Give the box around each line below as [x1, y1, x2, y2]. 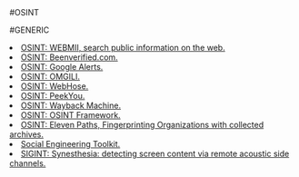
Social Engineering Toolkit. [21, 139, 121, 149]
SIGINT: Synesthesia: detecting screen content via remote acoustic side [21, 148, 290, 159]
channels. [9, 158, 46, 169]
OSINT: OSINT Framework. [21, 110, 121, 120]
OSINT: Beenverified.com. [21, 52, 118, 63]
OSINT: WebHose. [21, 81, 89, 92]
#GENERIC [9, 25, 50, 35]
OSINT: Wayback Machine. [21, 100, 121, 111]
